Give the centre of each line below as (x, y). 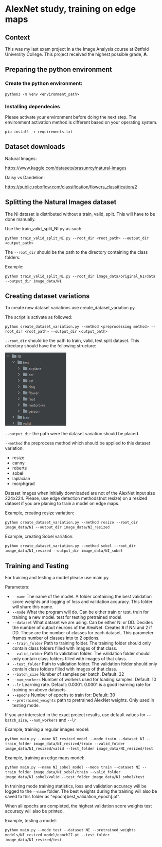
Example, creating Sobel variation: (39, 536)
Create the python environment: (44, 83)
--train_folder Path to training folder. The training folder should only (81, 643)
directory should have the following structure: (51, 346)
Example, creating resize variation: (40, 513)
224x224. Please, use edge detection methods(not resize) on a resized (76, 498)
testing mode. (26, 706)
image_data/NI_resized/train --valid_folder (79, 744)
